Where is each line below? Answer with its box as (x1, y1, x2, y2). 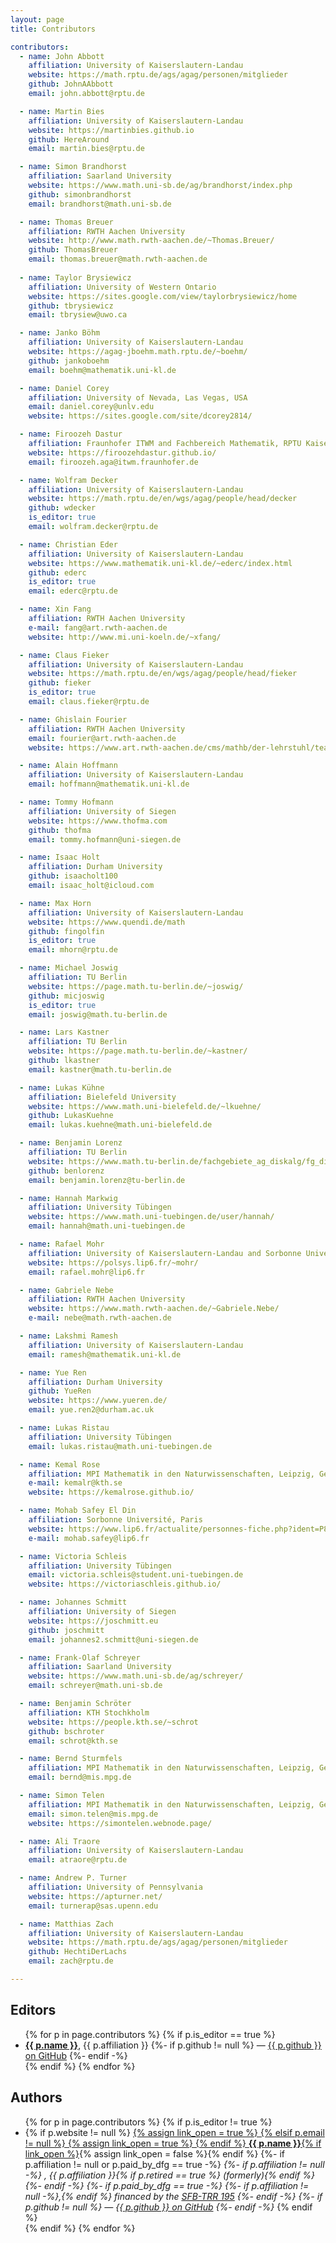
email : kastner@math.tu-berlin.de (28, 1064, 172, 1075)
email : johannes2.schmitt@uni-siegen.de (28, 1634, 199, 1645)
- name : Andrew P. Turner (19, 1873, 128, 1883)
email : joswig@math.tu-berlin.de (28, 1009, 168, 1020)
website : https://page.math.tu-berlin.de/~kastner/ (28, 1046, 248, 1056)
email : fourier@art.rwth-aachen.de (28, 733, 177, 743)
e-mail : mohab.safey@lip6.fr (28, 1533, 150, 1543)
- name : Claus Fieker (19, 650, 110, 660)
